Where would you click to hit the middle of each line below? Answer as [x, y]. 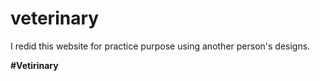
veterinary [55, 18]
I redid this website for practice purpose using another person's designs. [160, 46]
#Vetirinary [34, 65]
